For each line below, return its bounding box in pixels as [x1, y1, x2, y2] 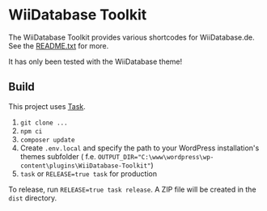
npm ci [19, 127, 43, 135]
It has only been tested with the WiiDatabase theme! [8, 57, 183, 66]
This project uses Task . [8, 101, 87, 111]
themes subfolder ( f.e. [19, 151, 96, 161]
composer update [19, 136, 75, 144]
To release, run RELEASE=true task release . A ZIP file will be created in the [8, 184, 256, 194]
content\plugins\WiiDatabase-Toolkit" [19, 162, 151, 170]
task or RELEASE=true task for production [19, 168, 158, 179]
